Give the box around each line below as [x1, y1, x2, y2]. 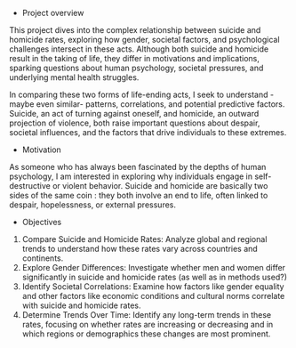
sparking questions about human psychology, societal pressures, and [9, 62, 264, 73]
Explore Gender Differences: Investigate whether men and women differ [21, 263, 286, 272]
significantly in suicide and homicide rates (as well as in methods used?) [21, 271, 287, 282]
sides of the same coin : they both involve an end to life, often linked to [9, 190, 268, 200]
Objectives [21, 217, 62, 227]
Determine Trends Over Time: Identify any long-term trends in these [21, 310, 272, 320]
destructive [9, 181, 51, 190]
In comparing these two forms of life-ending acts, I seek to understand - [9, 89, 274, 100]
